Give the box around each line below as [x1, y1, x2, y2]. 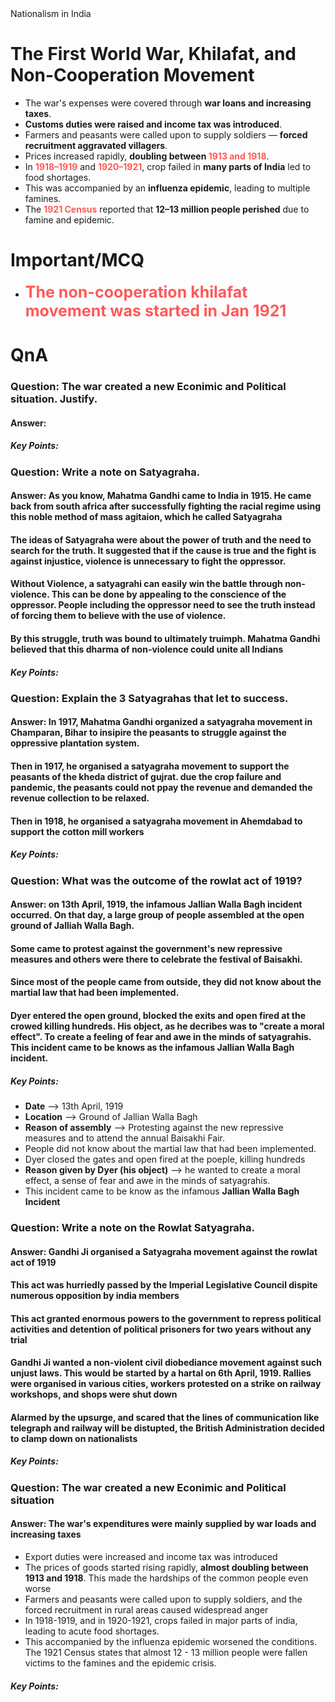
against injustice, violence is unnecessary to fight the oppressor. [10, 555, 287, 567]
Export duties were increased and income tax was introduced [24, 1551, 278, 1563]
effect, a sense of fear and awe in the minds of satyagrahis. [24, 1174, 271, 1186]
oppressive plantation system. [10, 737, 140, 749]
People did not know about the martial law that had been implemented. [24, 1142, 317, 1154]
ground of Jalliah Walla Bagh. [10, 920, 135, 932]
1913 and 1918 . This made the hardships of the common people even [24, 1572, 309, 1584]
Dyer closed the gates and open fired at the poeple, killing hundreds [24, 1153, 306, 1165]
